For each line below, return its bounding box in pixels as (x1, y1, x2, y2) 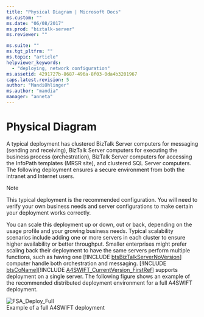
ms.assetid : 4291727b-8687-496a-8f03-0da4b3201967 (6, 71, 138, 77)
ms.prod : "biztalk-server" (6, 26, 75, 32)
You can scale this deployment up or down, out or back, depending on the (6, 221, 192, 228)
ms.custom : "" (6, 15, 43, 21)
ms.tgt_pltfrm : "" (6, 48, 53, 55)
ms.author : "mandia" (6, 88, 59, 94)
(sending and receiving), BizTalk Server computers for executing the (6, 146, 178, 154)
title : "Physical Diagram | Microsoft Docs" (6, 9, 121, 15)
